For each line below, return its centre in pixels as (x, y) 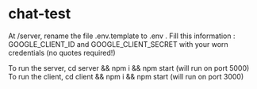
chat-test (40, 14)
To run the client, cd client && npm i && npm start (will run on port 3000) (126, 76)
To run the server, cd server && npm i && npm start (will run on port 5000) (129, 68)
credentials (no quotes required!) (62, 52)
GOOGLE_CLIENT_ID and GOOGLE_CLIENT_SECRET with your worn (118, 44)
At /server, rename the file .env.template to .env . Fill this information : (122, 36)
